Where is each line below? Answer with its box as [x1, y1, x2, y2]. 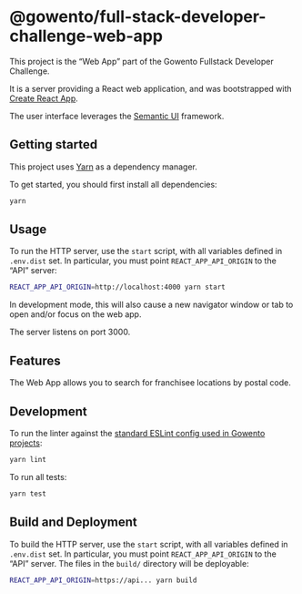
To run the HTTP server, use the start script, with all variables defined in [9, 246, 283, 257]
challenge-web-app [9, 26, 164, 46]
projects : [9, 437, 43, 448]
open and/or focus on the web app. [9, 309, 142, 320]
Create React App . [9, 93, 79, 104]
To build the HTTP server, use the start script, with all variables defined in [9, 538, 288, 549]
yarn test [9, 489, 47, 498]
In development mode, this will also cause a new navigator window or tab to [9, 299, 294, 311]
